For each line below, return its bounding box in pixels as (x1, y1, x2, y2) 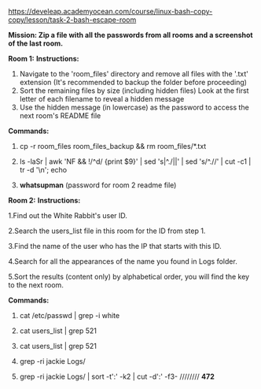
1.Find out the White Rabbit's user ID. (8, 211, 128, 220)
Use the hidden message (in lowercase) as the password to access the (19, 102, 249, 112)
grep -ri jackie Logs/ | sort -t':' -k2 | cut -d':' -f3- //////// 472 (19, 372, 215, 381)
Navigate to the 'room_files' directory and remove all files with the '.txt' (19, 69, 249, 78)
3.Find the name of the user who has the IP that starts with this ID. (8, 242, 222, 250)
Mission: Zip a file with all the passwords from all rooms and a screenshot (8, 31, 253, 39)
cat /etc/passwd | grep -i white (19, 311, 120, 320)
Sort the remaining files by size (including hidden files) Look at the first (19, 86, 249, 95)
